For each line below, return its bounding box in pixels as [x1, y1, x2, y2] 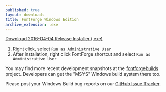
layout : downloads [5, 12, 45, 17]
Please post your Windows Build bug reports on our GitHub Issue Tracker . [5, 81, 161, 87]
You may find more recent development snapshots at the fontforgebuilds [5, 65, 159, 72]
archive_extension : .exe [5, 21, 58, 27]
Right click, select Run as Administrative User [12, 45, 111, 52]
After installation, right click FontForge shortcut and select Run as [12, 51, 151, 57]
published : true [5, 7, 40, 13]
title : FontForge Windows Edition [5, 17, 79, 22]
